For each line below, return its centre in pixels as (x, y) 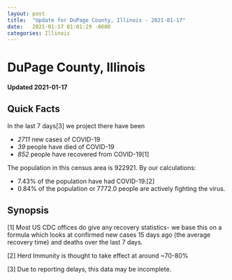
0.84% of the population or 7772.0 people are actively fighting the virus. (121, 188)
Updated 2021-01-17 (37, 87)
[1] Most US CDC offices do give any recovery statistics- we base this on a (115, 227)
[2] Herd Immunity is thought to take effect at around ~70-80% (98, 256)
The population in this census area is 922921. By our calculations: (102, 167)
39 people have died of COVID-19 (66, 146)
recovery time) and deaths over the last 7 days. (75, 242)
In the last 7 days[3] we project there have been (76, 125)
